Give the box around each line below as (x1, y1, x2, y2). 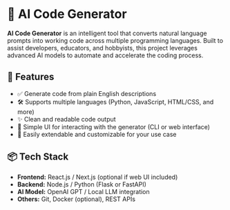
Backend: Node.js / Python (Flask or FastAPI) (17, 180, 147, 189)
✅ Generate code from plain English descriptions (17, 89, 157, 97)
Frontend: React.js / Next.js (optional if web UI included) (17, 173, 178, 181)
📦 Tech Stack (7, 151, 69, 163)
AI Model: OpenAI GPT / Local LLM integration (17, 187, 150, 195)
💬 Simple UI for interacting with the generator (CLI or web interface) (17, 122, 211, 131)
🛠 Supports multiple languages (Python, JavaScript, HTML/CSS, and (17, 97, 214, 106)
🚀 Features (7, 71, 55, 83)
